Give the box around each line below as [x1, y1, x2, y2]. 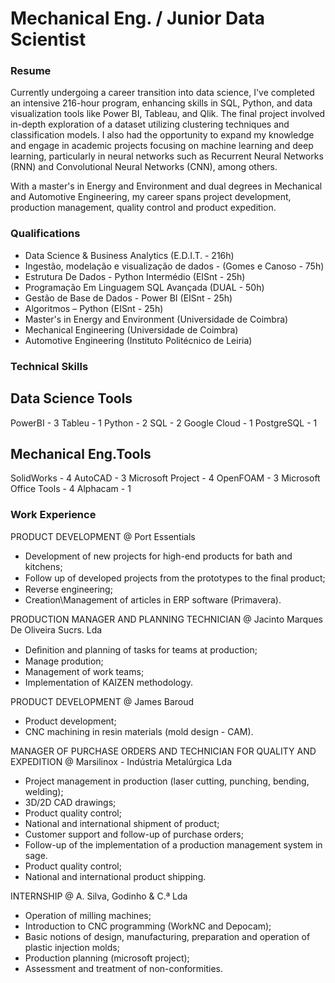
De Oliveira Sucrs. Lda [10, 623, 103, 636]
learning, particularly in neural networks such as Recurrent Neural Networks [10, 150, 324, 162]
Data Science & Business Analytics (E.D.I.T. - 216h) [24, 249, 235, 261]
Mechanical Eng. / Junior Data [10, 7, 266, 30]
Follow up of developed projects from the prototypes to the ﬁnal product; [24, 572, 326, 584]
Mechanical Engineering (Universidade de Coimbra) [24, 323, 239, 336]
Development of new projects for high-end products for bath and [24, 550, 293, 562]
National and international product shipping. [24, 870, 207, 882]
